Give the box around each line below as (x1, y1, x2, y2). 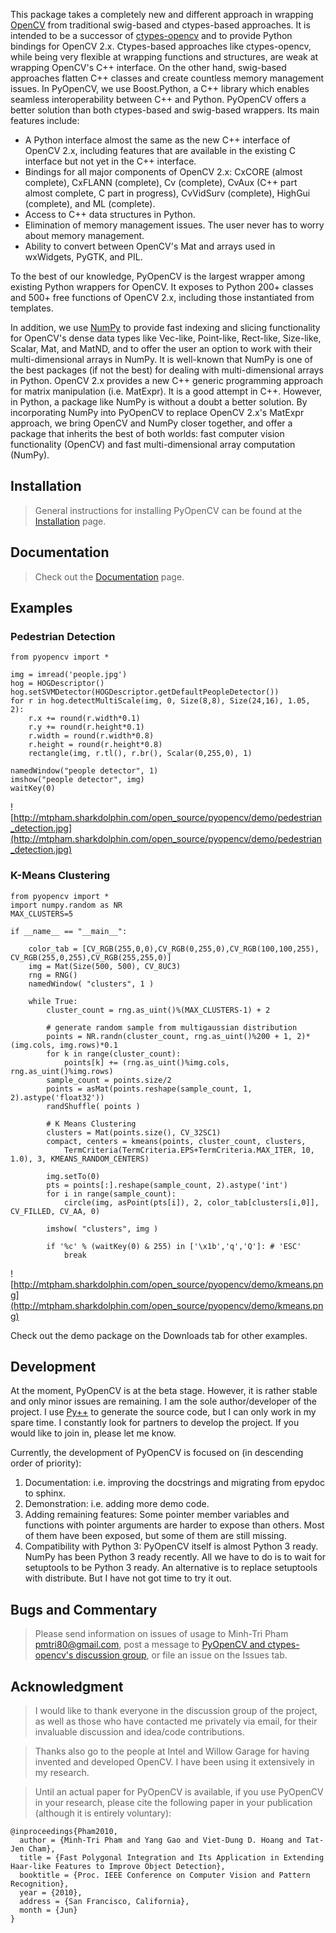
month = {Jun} (19, 1905, 78, 1916)
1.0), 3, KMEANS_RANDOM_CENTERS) (10, 1154, 150, 1164)
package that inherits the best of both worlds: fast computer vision (10, 428, 285, 439)
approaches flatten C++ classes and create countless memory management (10, 72, 325, 84)
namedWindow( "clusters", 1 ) (28, 979, 155, 989)
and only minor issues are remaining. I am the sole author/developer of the (10, 1395, 317, 1408)
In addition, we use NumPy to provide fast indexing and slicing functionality (10, 322, 321, 333)
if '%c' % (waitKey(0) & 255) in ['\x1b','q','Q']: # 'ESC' (46, 1241, 302, 1251)
